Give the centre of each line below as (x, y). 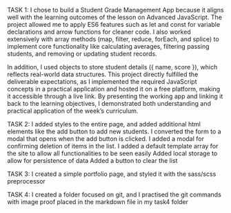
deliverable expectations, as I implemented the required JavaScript (102, 81)
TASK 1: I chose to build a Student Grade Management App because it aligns (115, 10)
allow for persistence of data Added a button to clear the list (92, 160)
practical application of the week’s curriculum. (73, 111)
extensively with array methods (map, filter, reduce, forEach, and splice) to (113, 39)
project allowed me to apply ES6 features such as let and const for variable (114, 24)
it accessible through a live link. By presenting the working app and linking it (115, 96)
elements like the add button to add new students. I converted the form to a (114, 131)
